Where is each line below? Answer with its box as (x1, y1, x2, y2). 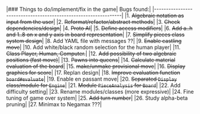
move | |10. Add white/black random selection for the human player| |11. (6, 44, 181, 51)
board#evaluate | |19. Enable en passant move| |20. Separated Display (6, 75, 177, 82)
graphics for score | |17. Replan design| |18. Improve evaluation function (6, 69, 180, 76)
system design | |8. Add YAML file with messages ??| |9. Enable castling (6, 38, 182, 44)
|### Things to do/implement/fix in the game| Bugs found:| (6, 6, 151, 13)
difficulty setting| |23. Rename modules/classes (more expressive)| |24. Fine (6, 88, 194, 95)
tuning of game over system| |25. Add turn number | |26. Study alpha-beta (6, 94, 188, 101)
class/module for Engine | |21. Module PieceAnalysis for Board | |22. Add (6, 82, 181, 89)
